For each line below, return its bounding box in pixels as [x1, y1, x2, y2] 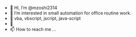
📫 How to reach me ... [9, 26, 56, 32]
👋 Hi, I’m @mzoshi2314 [9, 5, 57, 10]
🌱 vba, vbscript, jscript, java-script [9, 15, 81, 21]
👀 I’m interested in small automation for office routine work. [9, 10, 132, 16]
